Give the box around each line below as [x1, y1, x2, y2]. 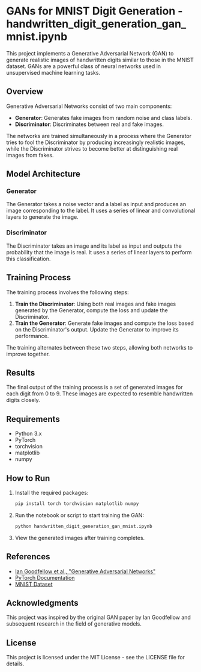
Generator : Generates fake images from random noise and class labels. [14, 114, 192, 121]
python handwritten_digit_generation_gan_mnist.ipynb [14, 523, 152, 529]
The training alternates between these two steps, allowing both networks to [6, 344, 193, 351]
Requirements [6, 414, 60, 424]
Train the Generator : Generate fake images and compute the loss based [14, 319, 194, 327]
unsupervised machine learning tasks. [6, 69, 101, 76]
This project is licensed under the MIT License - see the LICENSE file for [6, 654, 185, 661]
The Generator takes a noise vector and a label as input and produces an [6, 201, 187, 208]
